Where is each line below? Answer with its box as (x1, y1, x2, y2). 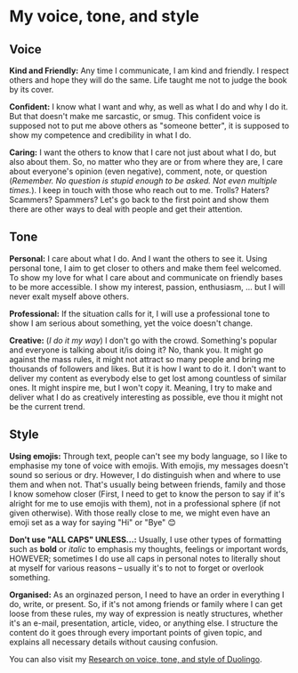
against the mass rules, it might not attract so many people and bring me (9, 353, 276, 364)
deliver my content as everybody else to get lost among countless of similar (9, 372, 287, 384)
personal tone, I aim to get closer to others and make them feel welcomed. (9, 263, 282, 273)
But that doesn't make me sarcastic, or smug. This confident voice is (9, 111, 261, 121)
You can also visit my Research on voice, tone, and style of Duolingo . (9, 653, 262, 664)
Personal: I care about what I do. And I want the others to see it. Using (9, 253, 268, 264)
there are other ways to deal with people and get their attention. (9, 204, 243, 215)
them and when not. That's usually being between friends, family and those (9, 479, 286, 490)
